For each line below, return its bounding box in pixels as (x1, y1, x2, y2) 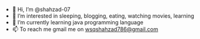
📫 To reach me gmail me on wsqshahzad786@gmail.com (12, 26, 158, 33)
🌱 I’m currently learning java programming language (12, 19, 144, 26)
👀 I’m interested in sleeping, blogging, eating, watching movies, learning (12, 12, 194, 19)
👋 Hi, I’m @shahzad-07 (12, 6, 71, 13)
